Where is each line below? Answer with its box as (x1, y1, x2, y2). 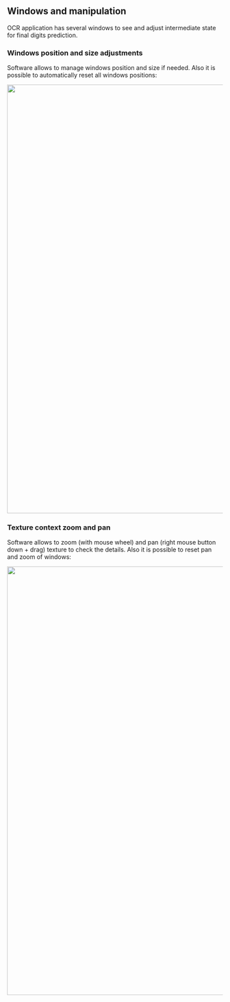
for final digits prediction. (7, 31, 78, 39)
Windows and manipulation (7, 5, 127, 17)
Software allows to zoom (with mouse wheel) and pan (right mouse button (7, 538, 216, 547)
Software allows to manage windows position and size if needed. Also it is (7, 64, 216, 72)
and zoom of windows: (7, 553, 72, 561)
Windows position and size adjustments (7, 48, 143, 58)
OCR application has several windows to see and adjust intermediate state (7, 23, 216, 32)
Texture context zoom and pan (7, 523, 111, 532)
